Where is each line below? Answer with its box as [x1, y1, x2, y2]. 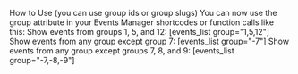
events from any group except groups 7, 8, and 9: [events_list [9, 45, 234, 56]
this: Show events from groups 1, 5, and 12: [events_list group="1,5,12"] [9, 27, 270, 37]
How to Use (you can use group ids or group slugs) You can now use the [9, 8, 277, 18]
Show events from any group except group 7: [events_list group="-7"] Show [9, 36, 289, 46]
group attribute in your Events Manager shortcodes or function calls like [9, 17, 275, 28]
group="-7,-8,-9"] [9, 55, 75, 65]
